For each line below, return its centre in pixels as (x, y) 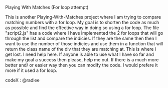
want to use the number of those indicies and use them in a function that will (84, 44)
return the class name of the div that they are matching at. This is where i (81, 49)
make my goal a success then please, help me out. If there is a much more (82, 60)
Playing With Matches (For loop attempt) (47, 7)
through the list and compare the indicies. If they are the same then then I (81, 38)
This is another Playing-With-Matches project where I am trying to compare (83, 17)
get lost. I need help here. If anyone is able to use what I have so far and (79, 54)
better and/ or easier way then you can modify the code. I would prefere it (81, 65)
